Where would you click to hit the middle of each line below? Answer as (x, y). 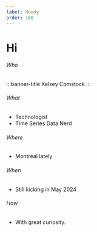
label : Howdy (23, 12)
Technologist (31, 117)
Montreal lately (34, 156)
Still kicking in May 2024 (46, 189)
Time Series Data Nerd (43, 123)
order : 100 (20, 18)
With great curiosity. (40, 222)
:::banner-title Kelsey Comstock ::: (48, 84)
